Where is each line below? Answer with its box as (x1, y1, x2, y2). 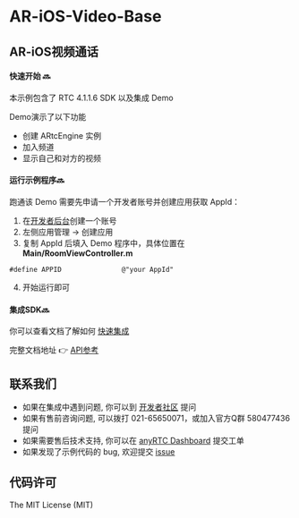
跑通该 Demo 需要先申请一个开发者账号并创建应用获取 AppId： (9, 196, 240, 207)
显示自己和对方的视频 (21, 152, 101, 163)
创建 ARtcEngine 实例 (21, 130, 101, 140)
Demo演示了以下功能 (9, 111, 87, 122)
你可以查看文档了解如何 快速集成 (9, 326, 130, 336)
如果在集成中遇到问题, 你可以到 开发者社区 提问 (21, 402, 197, 412)
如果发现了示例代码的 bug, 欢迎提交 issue (21, 446, 175, 457)
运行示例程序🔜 (9, 174, 65, 185)
